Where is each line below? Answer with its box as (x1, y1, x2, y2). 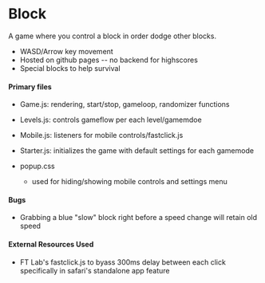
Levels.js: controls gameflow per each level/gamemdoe (19, 115, 202, 124)
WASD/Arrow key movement (19, 46, 113, 56)
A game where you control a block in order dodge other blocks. (8, 31, 217, 41)
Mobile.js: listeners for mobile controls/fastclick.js (19, 131, 184, 140)
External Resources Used (8, 239, 94, 249)
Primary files (8, 81, 52, 92)
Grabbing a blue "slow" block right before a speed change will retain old (19, 213, 258, 222)
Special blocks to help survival (19, 63, 121, 73)
